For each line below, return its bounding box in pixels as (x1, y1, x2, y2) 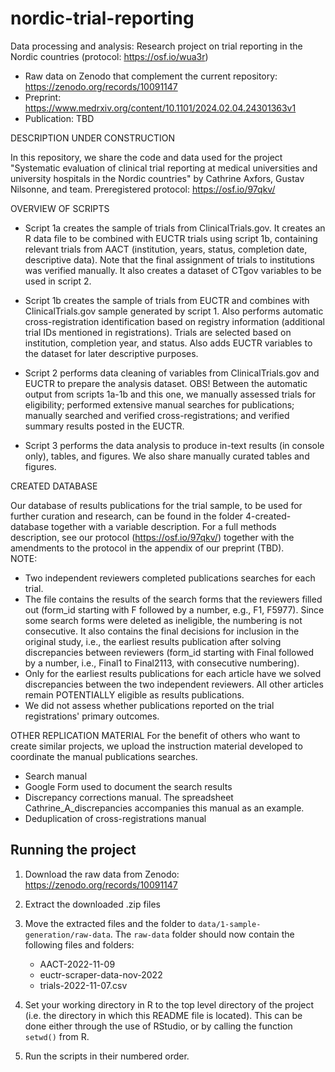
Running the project (10, 842, 137, 859)
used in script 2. (24, 275, 92, 287)
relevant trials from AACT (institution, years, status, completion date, (24, 243, 308, 255)
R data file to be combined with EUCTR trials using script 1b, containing (24, 232, 318, 244)
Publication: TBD (24, 112, 95, 124)
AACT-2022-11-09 (39, 958, 116, 970)
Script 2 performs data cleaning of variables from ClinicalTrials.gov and (24, 367, 320, 379)
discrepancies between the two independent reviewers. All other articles (24, 678, 324, 690)
